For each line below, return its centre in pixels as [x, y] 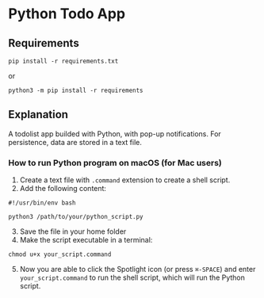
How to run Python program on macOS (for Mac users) [115, 162]
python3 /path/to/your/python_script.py [76, 217]
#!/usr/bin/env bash [42, 203]
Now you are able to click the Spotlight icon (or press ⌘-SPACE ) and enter [138, 269]
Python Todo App [67, 14]
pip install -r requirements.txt [63, 61]
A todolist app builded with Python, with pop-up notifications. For [115, 134]
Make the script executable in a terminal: [86, 240]
